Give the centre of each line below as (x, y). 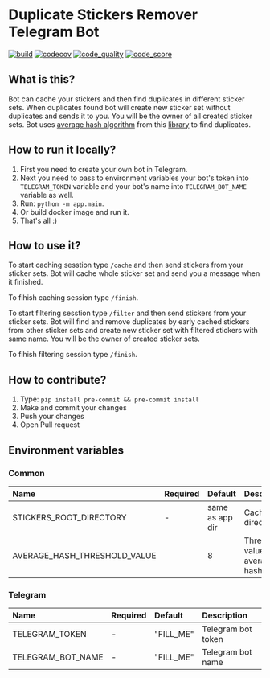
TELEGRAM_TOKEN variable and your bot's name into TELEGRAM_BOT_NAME (133, 186)
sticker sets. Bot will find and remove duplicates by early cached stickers (129, 322)
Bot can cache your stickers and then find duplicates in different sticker (127, 99)
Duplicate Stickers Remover (103, 15)
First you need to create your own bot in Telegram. (104, 169)
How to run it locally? (62, 150)
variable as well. (47, 195)
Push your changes (52, 417)
